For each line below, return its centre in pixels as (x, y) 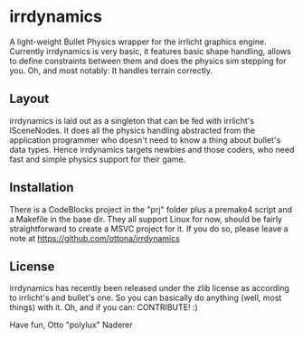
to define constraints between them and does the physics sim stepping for (148, 61)
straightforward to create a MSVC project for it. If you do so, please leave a (149, 229)
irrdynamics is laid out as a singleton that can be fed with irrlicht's (132, 120)
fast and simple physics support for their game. (98, 159)
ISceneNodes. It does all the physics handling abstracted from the (133, 130)
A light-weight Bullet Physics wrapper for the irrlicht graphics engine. (138, 42)
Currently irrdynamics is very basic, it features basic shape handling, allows (150, 51)
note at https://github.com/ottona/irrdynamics (95, 238)
